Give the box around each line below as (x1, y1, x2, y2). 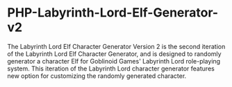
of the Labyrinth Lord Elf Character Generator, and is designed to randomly (7, 50, 222, 58)
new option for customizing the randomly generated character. (7, 71, 187, 80)
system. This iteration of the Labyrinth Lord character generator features (7, 64, 215, 72)
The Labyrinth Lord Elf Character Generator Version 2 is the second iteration (7, 42, 226, 50)
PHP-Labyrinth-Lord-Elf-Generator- (7, 5, 219, 21)
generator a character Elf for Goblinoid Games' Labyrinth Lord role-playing (7, 57, 221, 65)
